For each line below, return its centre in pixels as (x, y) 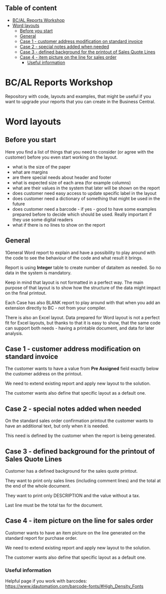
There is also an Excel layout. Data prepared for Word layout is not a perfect (83, 317)
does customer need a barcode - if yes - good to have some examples (84, 209)
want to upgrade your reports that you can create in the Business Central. (80, 101)
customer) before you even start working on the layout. (61, 157)
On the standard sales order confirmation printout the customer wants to (79, 421)
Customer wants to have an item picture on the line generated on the (75, 533)
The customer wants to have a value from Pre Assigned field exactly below (82, 369)
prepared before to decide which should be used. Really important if (82, 214)
